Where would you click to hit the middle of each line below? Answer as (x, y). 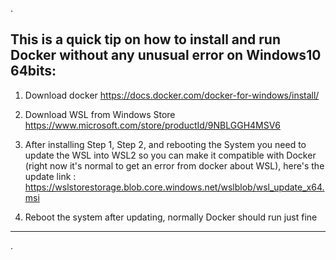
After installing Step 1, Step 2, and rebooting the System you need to (165, 144)
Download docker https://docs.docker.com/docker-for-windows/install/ (172, 95)
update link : (50, 176)
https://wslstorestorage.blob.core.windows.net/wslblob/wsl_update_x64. (174, 187)
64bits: (33, 71)
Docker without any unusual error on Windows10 (166, 55)
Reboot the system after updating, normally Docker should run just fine (171, 217)
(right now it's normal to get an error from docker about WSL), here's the (174, 165)
